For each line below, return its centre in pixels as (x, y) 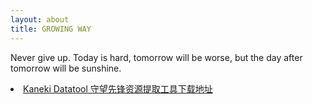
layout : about (40, 19)
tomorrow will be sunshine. (66, 68)
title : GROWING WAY (51, 29)
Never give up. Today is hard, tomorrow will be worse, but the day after (156, 57)
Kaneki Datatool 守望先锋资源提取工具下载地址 (118, 88)
